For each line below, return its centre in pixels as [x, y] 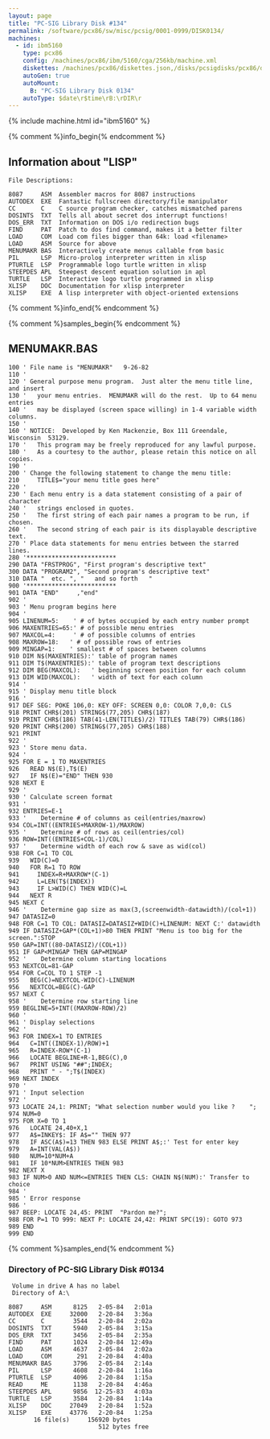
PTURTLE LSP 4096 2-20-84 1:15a [80, 1378]
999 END [21, 1233]
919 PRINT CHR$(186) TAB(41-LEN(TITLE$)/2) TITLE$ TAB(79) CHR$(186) [127, 719]
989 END [21, 1227]
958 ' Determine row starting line [73, 1001]
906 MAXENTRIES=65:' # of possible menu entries [91, 628]
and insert [27, 388]
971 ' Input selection [46, 1093]
